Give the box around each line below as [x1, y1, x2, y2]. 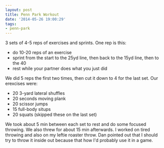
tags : [5, 21, 16, 27]
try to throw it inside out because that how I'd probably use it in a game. [5, 137, 153, 143]
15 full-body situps [12, 106, 51, 112]
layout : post [5, 7, 32, 13]
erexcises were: [5, 81, 38, 87]
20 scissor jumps [12, 101, 48, 107]
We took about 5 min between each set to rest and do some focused [5, 121, 146, 127]
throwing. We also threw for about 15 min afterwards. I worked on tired [5, 126, 150, 133]
